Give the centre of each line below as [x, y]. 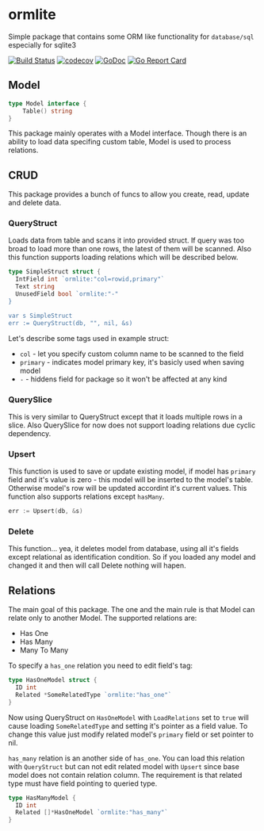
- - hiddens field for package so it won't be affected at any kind [123, 379]
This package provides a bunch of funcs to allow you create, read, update [129, 194]
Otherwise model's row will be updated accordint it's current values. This [128, 488]
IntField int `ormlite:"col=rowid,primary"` [90, 279]
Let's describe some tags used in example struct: [89, 338]
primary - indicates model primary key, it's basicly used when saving [132, 362]
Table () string [48, 111]
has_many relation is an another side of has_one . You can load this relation [127, 758]
